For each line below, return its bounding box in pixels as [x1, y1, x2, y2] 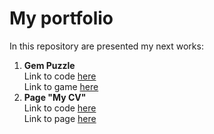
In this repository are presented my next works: [9, 40, 204, 52]
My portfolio [9, 7, 114, 30]
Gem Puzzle [23, 59, 76, 71]
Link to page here [23, 112, 97, 124]
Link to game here [23, 80, 99, 92]
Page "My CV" [23, 91, 87, 103]
